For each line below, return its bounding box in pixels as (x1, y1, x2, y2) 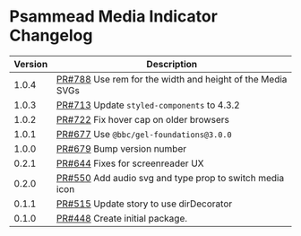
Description (146, 57, 198, 70)
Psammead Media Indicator (9, 6, 218, 27)
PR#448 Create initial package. (56, 212, 188, 224)
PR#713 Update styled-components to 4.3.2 (56, 99, 240, 111)
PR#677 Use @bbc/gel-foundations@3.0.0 (56, 127, 232, 140)
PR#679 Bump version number (56, 142, 186, 154)
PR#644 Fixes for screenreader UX (56, 157, 204, 170)
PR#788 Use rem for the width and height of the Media (56, 73, 288, 85)
